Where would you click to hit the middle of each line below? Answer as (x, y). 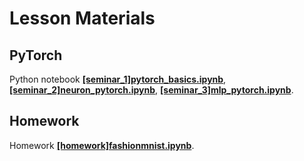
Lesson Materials (82, 18)
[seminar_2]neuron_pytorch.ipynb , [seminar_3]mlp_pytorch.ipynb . (151, 90)
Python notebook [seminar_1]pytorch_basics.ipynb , (118, 79)
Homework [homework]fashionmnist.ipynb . (102, 145)
